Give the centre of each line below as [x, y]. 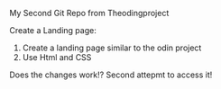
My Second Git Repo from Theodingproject [89, 13]
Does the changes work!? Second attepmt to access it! [111, 75]
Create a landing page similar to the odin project [112, 48]
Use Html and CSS [57, 57]
